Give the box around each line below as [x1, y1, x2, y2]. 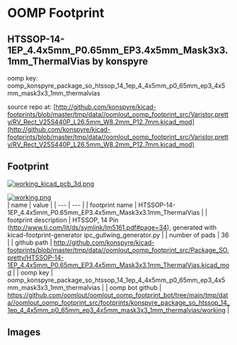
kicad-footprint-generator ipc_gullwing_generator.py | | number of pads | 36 [7, 230, 229, 239]
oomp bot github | [109, 283, 162, 291]
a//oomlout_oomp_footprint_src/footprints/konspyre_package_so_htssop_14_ [7, 298, 230, 307]
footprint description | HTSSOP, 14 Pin [7, 216, 119, 224]
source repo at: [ [7, 103, 56, 111]
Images [7, 327, 41, 339]
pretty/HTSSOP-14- [7, 253, 64, 262]
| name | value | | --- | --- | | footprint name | [7, 200, 137, 209]
